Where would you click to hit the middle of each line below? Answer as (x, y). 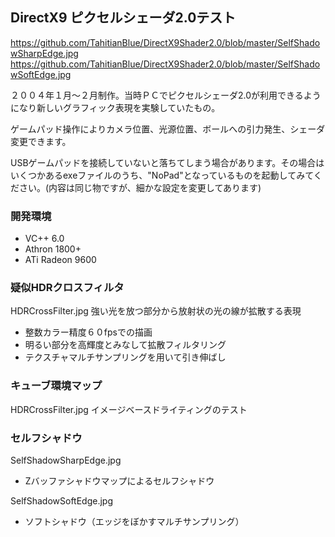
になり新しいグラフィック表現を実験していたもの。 (115, 107)
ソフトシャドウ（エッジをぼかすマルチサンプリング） (134, 521)
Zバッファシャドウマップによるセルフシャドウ (119, 481)
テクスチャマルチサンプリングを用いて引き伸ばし (125, 357)
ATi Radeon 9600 (60, 260)
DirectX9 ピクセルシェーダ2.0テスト (123, 18)
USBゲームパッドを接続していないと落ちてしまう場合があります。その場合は (167, 162)
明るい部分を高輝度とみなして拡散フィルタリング (125, 345)
